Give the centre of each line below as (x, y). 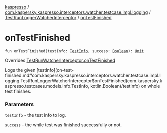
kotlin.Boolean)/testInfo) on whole (125, 86)
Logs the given (20, 70)
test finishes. (18, 91)
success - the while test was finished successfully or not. (64, 125)
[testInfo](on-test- (55, 70)
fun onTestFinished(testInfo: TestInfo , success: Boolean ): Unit (74, 51)
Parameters (19, 104)
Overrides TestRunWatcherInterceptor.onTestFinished (60, 60)
